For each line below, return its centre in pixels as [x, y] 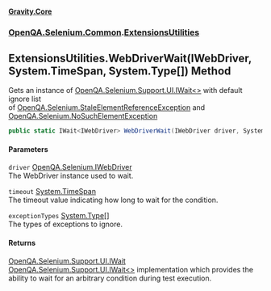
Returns [22, 243]
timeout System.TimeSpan [52, 192]
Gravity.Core [30, 11]
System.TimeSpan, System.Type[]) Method [120, 71]
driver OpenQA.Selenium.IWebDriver [70, 167]
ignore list [25, 99]
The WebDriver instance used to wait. [71, 176]
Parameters [28, 149]
